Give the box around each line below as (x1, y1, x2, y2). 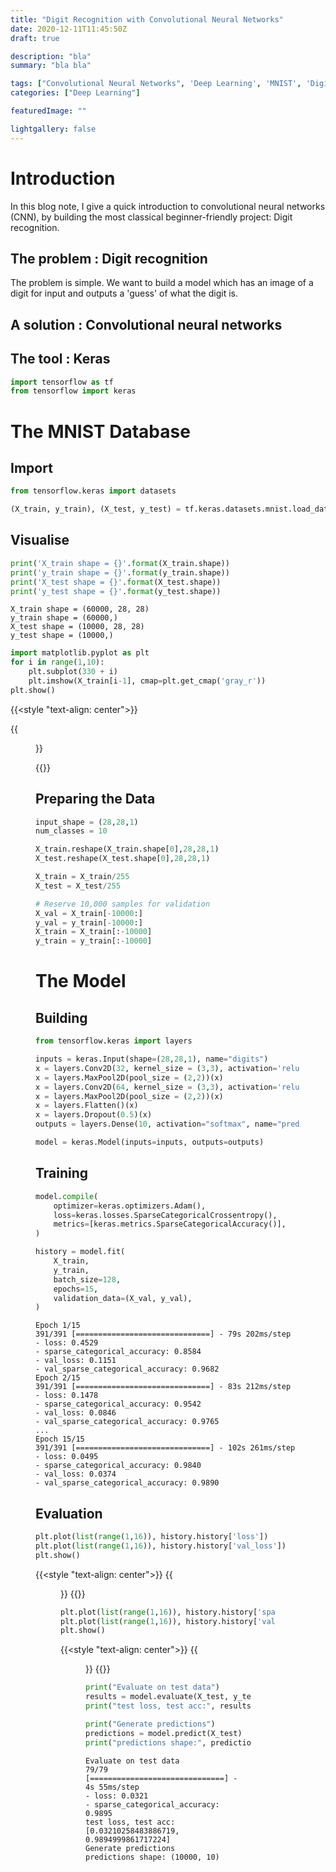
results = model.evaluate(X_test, (85, 1692, 230, 1702)
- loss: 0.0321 (85, 1791, 149, 1801)
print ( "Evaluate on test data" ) (85, 1682, 220, 1693)
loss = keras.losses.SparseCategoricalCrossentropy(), (53, 1210, 278, 1220)
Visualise (10, 532, 70, 549)
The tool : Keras (10, 351, 111, 368)
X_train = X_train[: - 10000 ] (35, 927, 153, 937)
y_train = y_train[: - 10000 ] (35, 936, 153, 946)
